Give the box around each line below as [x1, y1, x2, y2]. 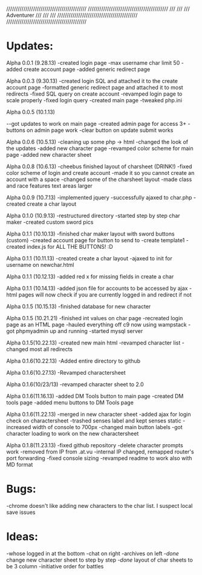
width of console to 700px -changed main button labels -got [32, 423, 183, 430]
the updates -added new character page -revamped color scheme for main [6, 145, 194, 152]
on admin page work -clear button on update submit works [26, 126, 174, 134]
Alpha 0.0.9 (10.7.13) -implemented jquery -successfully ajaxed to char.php [6, 194, 192, 201]
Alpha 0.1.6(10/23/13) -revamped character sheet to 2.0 [6, 381, 144, 388]
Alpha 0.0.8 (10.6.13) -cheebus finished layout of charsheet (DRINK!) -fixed [6, 163, 192, 170]
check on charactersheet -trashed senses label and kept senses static [6, 417, 181, 424]
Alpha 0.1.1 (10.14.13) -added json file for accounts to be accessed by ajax [6, 284, 189, 292]
